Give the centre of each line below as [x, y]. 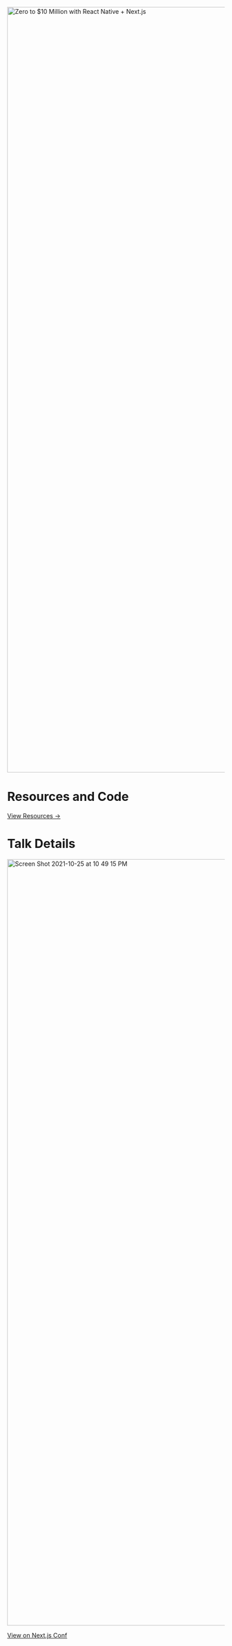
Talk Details [41, 844]
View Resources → [34, 815]
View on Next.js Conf [37, 1635]
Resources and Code [68, 797]
